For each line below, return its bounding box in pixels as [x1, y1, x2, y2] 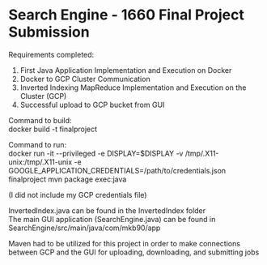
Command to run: [8, 139, 67, 149]
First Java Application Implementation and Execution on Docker [19, 65, 232, 75]
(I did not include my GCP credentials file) [8, 190, 147, 199]
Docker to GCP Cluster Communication [19, 74, 151, 83]
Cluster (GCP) [19, 91, 67, 100]
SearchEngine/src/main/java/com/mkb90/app [8, 223, 161, 233]
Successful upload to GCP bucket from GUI [19, 100, 165, 109]
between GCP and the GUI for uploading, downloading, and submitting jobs [8, 247, 260, 257]
